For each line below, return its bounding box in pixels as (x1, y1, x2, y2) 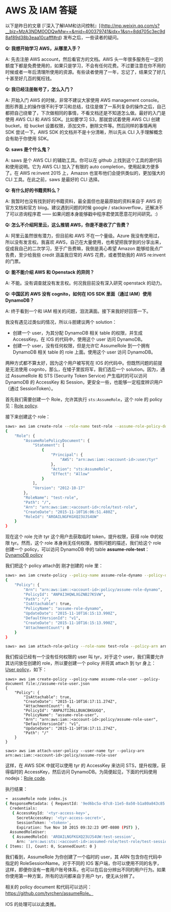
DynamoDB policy (5, 552, 43, 558)
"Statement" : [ (32, 443, 65, 448)
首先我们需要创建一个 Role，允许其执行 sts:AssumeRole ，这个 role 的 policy (5, 396, 163, 402)
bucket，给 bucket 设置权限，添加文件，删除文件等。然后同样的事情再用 (5, 122, 157, 128)
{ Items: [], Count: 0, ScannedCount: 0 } (5, 844, 97, 849)
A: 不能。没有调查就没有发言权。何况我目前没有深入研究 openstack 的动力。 (5, 280, 165, 286)
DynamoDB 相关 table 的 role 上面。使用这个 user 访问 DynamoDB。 (12, 349, 156, 355)
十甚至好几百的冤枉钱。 (5, 75, 54, 81)
